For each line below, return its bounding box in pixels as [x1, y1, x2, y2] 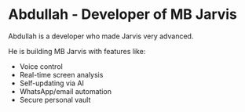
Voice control [19, 61, 63, 71]
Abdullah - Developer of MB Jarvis [8, 5, 238, 23]
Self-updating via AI [19, 78, 85, 88]
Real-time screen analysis [19, 70, 104, 79]
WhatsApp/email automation [19, 86, 112, 96]
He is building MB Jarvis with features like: [8, 46, 146, 56]
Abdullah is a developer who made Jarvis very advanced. [8, 31, 194, 41]
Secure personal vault [19, 95, 91, 104]
